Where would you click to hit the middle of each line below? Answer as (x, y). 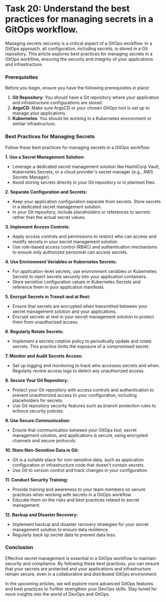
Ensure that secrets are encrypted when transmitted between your (80, 306)
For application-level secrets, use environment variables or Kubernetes (84, 271)
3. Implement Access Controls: (38, 227)
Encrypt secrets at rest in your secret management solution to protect (83, 316)
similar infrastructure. (34, 124)
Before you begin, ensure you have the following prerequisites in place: (78, 88)
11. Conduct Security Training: (37, 479)
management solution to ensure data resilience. (61, 529)
